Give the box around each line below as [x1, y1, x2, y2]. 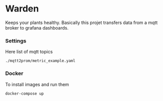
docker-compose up [5, 91, 44, 96]
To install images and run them [5, 81, 69, 87]
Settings [5, 37, 27, 44]
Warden [5, 3, 39, 14]
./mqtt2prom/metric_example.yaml [5, 58, 76, 63]
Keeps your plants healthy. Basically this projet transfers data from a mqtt [5, 19, 158, 25]
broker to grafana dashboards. [5, 24, 69, 30]
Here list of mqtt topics [5, 48, 53, 55]
